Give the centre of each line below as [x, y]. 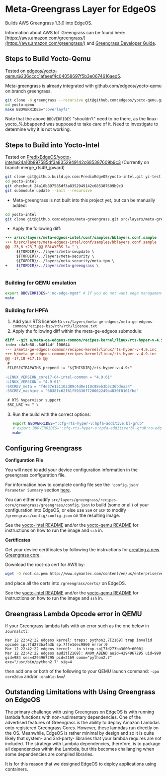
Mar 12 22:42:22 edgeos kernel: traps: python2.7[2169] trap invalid [79, 640]
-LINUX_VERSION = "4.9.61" [33, 382]
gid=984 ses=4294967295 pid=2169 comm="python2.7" [59, 658]
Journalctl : [17, 631]
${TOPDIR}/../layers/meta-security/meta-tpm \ [65, 261]
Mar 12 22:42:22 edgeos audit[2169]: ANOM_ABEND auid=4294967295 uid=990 [83, 653]
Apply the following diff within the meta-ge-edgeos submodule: [77, 331]
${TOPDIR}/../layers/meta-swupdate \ [55, 252]
